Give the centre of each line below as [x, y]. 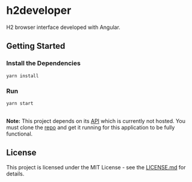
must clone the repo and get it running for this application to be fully [91, 127]
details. [15, 174]
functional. [20, 134]
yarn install [23, 76]
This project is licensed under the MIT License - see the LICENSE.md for [96, 167]
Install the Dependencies [44, 63]
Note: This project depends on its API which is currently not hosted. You [96, 121]
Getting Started [36, 46]
